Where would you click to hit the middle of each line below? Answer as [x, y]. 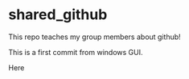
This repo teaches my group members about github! [94, 37]
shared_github [58, 15]
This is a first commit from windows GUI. [76, 52]
